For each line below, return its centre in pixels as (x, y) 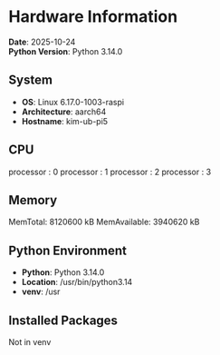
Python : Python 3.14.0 (63, 272)
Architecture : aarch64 (64, 112)
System (31, 80)
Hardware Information (93, 17)
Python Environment (68, 250)
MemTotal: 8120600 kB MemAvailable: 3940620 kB (104, 222)
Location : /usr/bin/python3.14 (77, 282)
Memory (33, 200)
